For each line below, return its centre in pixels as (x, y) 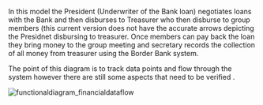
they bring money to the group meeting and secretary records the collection (131, 45)
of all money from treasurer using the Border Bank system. (103, 53)
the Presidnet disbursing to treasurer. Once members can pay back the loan (131, 36)
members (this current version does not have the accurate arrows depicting (131, 28)
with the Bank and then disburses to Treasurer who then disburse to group (129, 20)
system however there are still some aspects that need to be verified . (122, 77)
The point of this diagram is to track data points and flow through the (120, 69)
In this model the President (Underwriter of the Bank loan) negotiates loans (130, 11)
